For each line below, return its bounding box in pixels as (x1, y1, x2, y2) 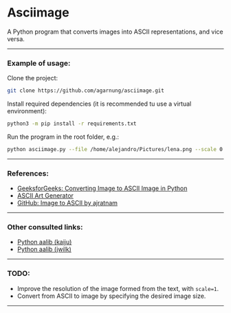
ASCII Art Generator (16, 192, 74, 200)
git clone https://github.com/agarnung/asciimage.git (7, 87, 165, 94)
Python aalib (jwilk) (16, 245, 72, 253)
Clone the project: (7, 74, 58, 82)
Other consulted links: (7, 222, 83, 232)
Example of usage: (7, 58, 71, 68)
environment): (7, 107, 47, 115)
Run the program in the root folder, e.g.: (7, 132, 119, 141)
